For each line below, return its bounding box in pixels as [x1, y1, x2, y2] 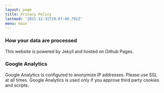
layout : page [5, 7, 32, 12]
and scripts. [5, 82, 30, 88]
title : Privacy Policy [5, 12, 52, 17]
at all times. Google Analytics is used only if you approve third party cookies [5, 77, 160, 83]
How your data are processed [5, 37, 77, 44]
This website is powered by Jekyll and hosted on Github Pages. [5, 48, 134, 54]
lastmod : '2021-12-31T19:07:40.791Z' [5, 16, 83, 21]
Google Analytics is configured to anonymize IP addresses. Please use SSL [5, 72, 158, 78]
